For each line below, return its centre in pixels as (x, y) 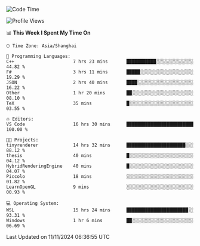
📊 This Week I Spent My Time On (48, 33)
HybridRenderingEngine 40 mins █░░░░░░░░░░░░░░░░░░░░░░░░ (100, 166)
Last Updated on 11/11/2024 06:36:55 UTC (58, 237)
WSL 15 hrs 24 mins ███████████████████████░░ (100, 210)
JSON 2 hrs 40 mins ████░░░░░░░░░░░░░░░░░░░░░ (100, 82)
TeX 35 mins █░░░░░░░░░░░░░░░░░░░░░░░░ (100, 103)
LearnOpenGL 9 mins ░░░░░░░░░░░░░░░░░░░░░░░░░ (100, 187)
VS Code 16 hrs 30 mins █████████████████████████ (100, 124)
